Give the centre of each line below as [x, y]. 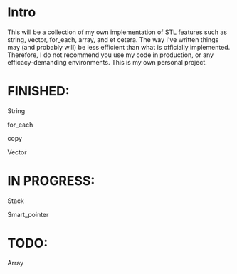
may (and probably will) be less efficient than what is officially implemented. [119, 47]
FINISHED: [38, 91]
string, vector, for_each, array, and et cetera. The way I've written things [113, 39]
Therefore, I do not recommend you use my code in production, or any [111, 55]
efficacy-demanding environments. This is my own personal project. [107, 62]
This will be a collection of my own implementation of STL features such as [117, 32]
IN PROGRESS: [51, 181]
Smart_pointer [28, 214]
